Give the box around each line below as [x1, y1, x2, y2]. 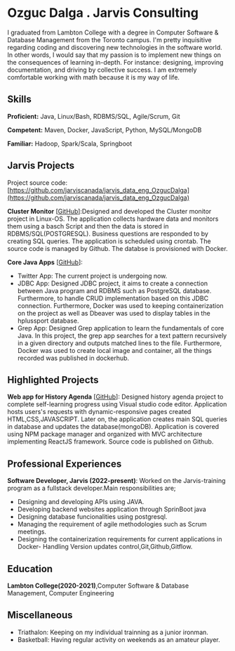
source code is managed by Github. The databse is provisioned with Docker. [7, 244, 228, 252]
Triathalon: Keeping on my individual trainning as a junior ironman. [17, 628, 209, 636]
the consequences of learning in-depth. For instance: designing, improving [7, 58, 224, 66]
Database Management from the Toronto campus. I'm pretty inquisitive [7, 35, 212, 44]
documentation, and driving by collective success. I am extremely [7, 65, 197, 74]
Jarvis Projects [7, 160, 75, 172]
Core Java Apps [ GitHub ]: [7, 258, 83, 266]
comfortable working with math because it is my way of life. [7, 72, 180, 82]
